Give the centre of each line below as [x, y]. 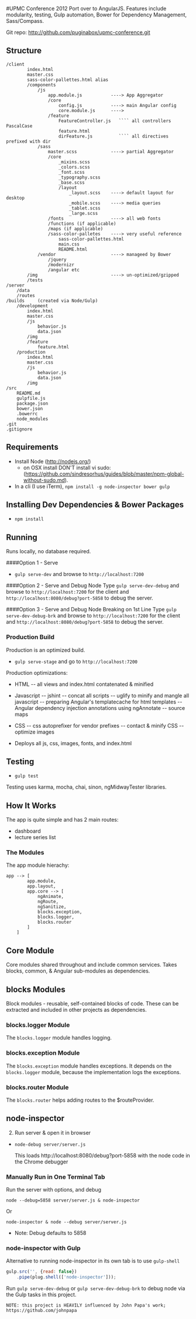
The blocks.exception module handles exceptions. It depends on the [89, 1066]
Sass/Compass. [25, 21]
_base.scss [71, 182]
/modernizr [61, 265]
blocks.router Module [37, 1087]
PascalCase [19, 126]
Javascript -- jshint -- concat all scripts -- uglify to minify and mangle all [102, 695]
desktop [16, 198]
